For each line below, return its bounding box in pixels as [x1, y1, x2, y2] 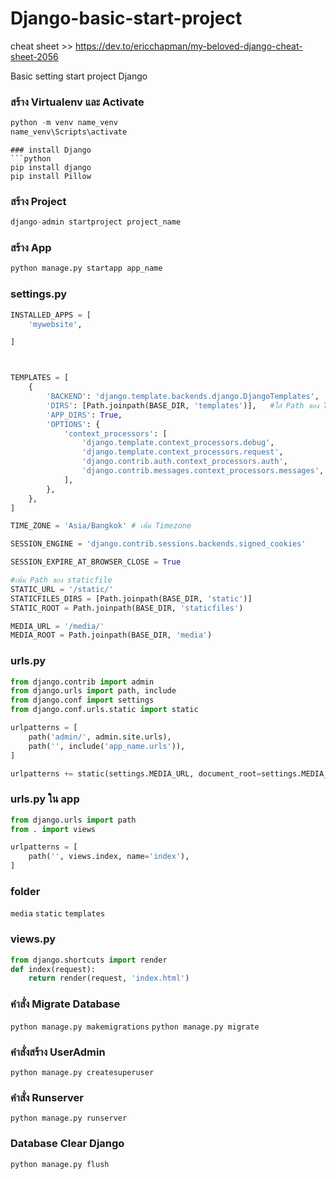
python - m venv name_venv [10, 118, 118, 128]
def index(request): [10, 964, 97, 974]
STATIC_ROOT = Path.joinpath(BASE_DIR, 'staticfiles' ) [10, 603, 244, 613]
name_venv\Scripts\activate [10, 127, 128, 137]
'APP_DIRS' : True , [46, 410, 123, 420]
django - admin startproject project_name [10, 217, 182, 227]
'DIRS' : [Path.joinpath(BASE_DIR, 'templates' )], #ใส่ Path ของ [46, 400, 320, 411]
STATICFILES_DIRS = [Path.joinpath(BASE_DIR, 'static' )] [10, 593, 253, 604]
